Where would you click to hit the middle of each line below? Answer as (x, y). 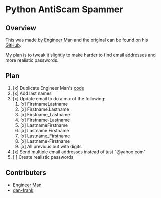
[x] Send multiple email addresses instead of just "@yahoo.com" (79, 152)
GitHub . (13, 45)
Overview (21, 28)
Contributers (26, 173)
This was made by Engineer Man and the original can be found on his (77, 40)
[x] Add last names (32, 93)
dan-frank (23, 190)
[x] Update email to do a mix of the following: (59, 98)
